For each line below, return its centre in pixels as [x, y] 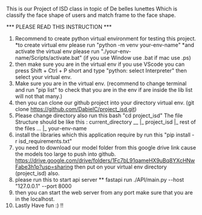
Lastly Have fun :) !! [39, 205]
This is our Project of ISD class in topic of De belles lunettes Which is [92, 9]
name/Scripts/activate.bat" [49, 58]
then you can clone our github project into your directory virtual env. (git [105, 103]
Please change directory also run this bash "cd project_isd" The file [99, 115]
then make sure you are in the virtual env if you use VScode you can [100, 64]
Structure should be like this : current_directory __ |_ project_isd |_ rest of [105, 122]
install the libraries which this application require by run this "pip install [103, 135]
